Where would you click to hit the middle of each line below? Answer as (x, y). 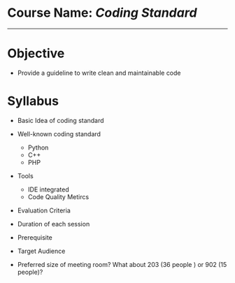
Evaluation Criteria (44, 210)
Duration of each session (54, 224)
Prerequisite (35, 237)
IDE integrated (48, 189)
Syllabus (33, 101)
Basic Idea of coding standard (60, 120)
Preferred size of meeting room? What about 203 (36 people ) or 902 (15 (122, 264)
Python (38, 147)
